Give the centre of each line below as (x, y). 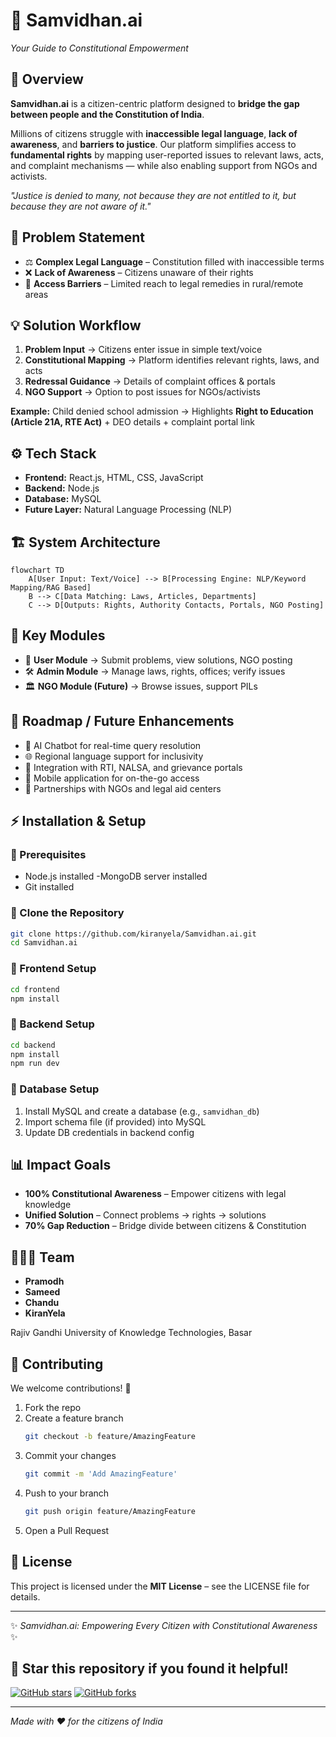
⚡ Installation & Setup (78, 821)
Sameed (42, 1292)
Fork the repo (53, 1408)
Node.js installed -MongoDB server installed (116, 876)
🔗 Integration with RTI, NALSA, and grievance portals (133, 767)
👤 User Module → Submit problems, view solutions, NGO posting (158, 660)
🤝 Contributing (57, 1364)
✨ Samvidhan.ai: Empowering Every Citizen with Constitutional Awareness (164, 1625)
